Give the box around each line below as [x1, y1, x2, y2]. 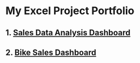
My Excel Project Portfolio [5, 4, 135, 18]
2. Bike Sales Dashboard [5, 47, 96, 57]
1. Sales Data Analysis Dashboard [5, 28, 131, 38]
